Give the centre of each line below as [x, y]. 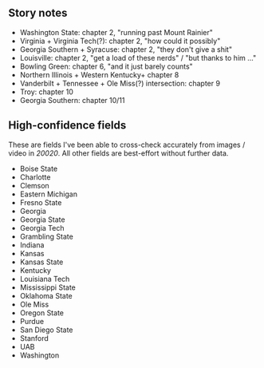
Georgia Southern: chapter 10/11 [72, 100]
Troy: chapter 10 [47, 92]
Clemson [34, 185]
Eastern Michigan [49, 194]
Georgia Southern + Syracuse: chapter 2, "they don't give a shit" [126, 49]
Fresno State [41, 202]
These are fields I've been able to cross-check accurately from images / [127, 144]
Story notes [38, 13]
